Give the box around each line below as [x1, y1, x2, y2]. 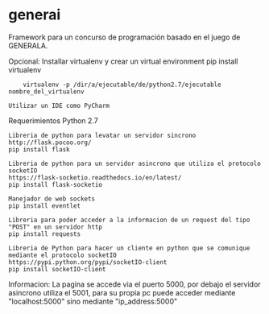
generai [8, 6, 61, 24]
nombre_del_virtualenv [8, 87, 85, 96]
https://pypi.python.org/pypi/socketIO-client [8, 258, 168, 266]
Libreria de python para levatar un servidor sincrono [8, 131, 197, 139]
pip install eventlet [8, 201, 81, 210]
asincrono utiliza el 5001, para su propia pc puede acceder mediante [8, 287, 236, 297]
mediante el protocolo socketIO [8, 251, 117, 259]
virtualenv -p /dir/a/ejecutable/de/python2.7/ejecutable [23, 81, 221, 89]
